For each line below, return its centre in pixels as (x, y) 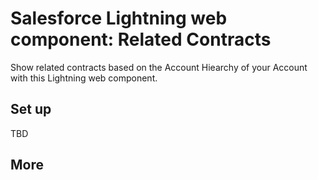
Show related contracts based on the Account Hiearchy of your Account (159, 67)
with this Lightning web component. (84, 78)
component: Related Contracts (141, 39)
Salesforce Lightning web (119, 18)
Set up (31, 109)
